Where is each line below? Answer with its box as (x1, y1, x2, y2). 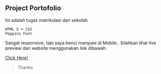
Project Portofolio (5, 4, 61, 12)
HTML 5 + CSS (5, 27, 32, 32)
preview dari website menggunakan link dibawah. (5, 45, 107, 51)
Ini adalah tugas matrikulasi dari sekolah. (5, 17, 89, 23)
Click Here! (5, 55, 28, 61)
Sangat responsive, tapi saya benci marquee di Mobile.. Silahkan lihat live (5, 40, 156, 46)
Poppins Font (5, 31, 32, 36)
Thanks (17, 64, 33, 70)
